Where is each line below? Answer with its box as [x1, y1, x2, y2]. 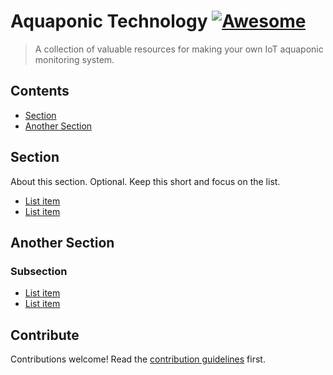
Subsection [10, 264, 68, 278]
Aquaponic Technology [10, 10, 208, 33]
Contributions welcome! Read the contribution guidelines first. [10, 353, 266, 365]
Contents [10, 83, 70, 100]
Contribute [10, 326, 80, 344]
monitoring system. [34, 53, 115, 65]
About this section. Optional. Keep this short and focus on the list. [10, 175, 281, 187]
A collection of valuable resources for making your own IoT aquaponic [34, 43, 324, 55]
